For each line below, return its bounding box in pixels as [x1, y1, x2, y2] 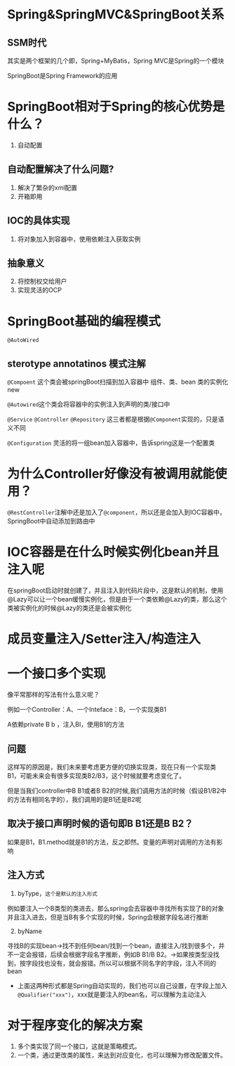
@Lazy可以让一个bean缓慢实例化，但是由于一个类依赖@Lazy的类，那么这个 [7, 595, 227, 603]
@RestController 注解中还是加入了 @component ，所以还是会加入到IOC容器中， [7, 508, 226, 516]
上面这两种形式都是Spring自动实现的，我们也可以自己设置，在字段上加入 [17, 981, 228, 989]
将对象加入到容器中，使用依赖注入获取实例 [17, 235, 141, 243]
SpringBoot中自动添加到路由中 [7, 517, 95, 526]
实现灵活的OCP [17, 286, 62, 294]
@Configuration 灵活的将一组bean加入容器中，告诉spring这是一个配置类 [7, 438, 215, 447]
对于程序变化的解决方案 [7, 1017, 143, 1033]
